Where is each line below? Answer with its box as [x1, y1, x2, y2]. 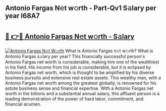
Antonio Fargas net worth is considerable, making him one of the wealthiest [5, 59, 160, 65]
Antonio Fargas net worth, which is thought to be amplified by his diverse [5, 69, 155, 75]
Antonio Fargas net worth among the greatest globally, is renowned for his [5, 80, 157, 86]
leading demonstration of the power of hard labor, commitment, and [5, 96, 144, 102]
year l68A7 [5, 12, 40, 20]
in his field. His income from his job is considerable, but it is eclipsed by [5, 64, 151, 70]
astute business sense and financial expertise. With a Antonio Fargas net [5, 85, 154, 91]
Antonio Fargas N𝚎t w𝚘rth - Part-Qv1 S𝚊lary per [5, 4, 157, 12]
